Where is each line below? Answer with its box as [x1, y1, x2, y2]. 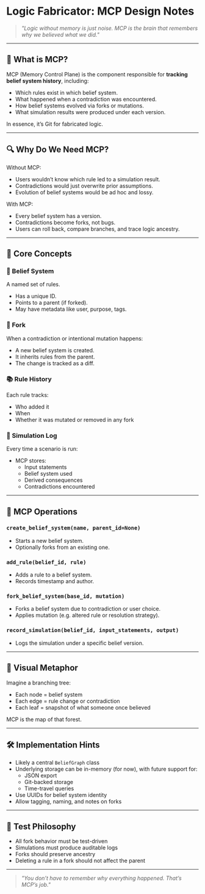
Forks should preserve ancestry [15, 851, 96, 858]
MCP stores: [15, 457, 47, 465]
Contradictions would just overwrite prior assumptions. [15, 182, 154, 189]
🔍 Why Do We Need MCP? [6, 145, 109, 155]
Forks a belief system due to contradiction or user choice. [15, 605, 160, 612]
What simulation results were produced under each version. [15, 108, 166, 115]
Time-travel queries [24, 785, 74, 792]
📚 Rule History [6, 375, 52, 383]
